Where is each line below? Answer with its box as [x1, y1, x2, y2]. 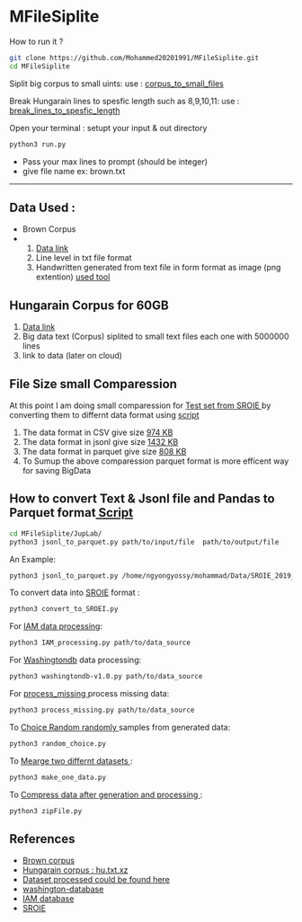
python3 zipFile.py [9, 806, 83, 815]
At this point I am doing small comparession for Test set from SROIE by [9, 400, 271, 411]
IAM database [22, 893, 75, 904]
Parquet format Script [9, 505, 133, 520]
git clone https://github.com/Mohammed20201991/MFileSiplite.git [9, 53, 259, 62]
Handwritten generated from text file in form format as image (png [35, 262, 281, 273]
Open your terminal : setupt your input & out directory [9, 122, 208, 133]
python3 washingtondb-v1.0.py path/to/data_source [9, 672, 203, 681]
